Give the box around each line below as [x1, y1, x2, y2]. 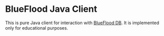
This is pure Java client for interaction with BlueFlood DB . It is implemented [5, 20, 160, 26]
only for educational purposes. [5, 25, 68, 31]
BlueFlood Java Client [5, 3, 97, 15]
